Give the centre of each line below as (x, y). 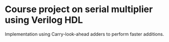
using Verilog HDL (44, 20)
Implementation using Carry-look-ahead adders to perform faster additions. (84, 34)
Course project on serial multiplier (79, 9)
